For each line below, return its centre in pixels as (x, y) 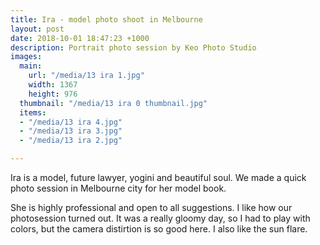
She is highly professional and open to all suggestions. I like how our (151, 207)
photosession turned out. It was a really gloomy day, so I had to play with (160, 218)
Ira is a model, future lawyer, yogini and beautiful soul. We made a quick (158, 177)
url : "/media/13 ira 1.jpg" (86, 76)
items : (33, 112)
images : (26, 57)
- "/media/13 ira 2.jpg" (71, 141)
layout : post (37, 29)
